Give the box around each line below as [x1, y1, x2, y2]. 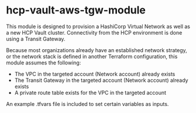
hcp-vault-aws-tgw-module [6, 4, 146, 17]
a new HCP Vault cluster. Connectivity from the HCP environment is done [6, 29, 183, 36]
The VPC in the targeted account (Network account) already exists [14, 70, 176, 77]
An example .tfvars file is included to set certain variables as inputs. [6, 100, 169, 107]
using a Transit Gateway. [6, 35, 66, 42]
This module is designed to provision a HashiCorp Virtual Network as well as [6, 23, 191, 30]
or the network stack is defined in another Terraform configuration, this [6, 53, 178, 60]
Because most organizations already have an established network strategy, [6, 46, 187, 53]
